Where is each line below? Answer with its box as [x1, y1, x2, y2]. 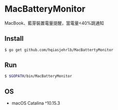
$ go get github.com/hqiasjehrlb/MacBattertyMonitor [4, 47, 114, 52]
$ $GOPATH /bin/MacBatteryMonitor [4, 74, 72, 79]
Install [4, 35, 24, 43]
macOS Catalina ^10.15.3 [11, 100, 60, 106]
